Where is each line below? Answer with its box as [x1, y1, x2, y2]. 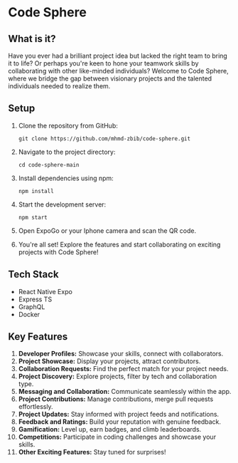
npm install [18, 187, 54, 194]
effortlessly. [18, 402, 53, 411]
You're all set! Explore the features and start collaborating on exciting [18, 240, 221, 249]
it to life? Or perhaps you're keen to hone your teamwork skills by [8, 59, 199, 68]
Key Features [8, 331, 68, 343]
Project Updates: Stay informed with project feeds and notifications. [18, 410, 220, 419]
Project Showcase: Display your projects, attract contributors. [18, 357, 201, 365]
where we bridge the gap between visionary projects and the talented [8, 74, 212, 83]
